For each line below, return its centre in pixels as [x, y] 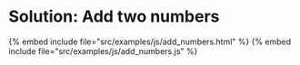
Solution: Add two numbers [114, 17]
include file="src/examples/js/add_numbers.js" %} [103, 51]
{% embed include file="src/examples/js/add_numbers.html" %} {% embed [150, 42]
